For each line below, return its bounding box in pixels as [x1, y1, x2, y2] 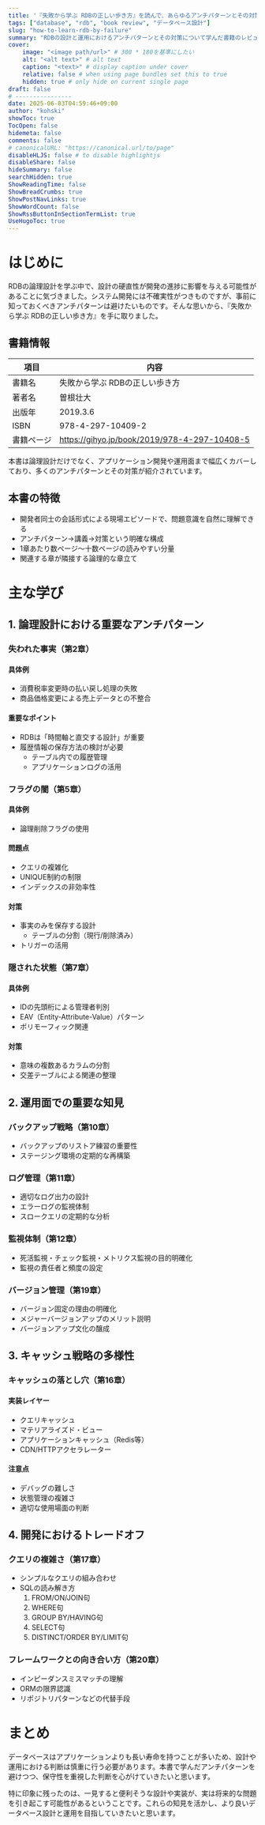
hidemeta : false [8, 129, 62, 137]
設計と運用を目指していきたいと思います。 [42, 1808, 180, 1818]
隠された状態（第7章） [8, 962, 95, 973]
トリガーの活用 [19, 941, 69, 950]
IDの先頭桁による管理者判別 [19, 1002, 110, 1012]
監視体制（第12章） [8, 1234, 82, 1245]
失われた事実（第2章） [8, 643, 95, 654]
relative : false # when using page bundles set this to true [22, 70, 227, 78]
